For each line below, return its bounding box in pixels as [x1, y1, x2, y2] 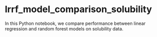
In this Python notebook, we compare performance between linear [5, 20, 146, 26]
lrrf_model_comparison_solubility [5, 4, 152, 15]
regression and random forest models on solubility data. [5, 25, 124, 31]
